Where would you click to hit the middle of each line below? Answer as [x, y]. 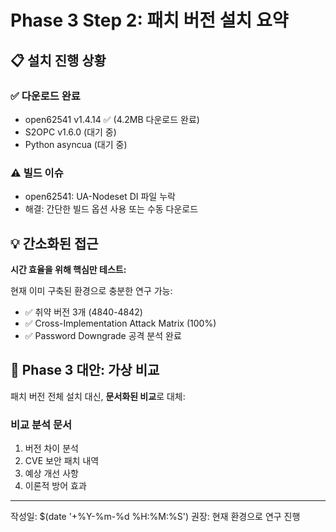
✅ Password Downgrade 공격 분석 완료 [103, 335]
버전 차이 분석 [51, 448]
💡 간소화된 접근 [54, 243]
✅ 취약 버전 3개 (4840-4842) [83, 312]
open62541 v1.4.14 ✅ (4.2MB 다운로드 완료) [112, 119]
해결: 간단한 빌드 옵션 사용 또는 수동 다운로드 [111, 209]
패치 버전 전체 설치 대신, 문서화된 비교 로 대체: [98, 396]
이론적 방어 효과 [55, 486]
